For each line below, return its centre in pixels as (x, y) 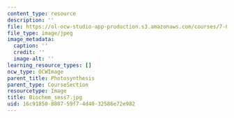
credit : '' (29, 53)
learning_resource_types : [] (49, 65)
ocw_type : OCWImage (36, 71)
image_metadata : (31, 40)
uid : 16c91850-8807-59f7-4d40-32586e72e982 (71, 104)
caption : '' (31, 46)
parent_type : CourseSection (48, 85)
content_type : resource (42, 14)
